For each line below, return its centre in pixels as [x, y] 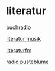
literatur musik [24, 38]
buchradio [19, 27]
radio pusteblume [27, 62]
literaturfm [19, 50]
